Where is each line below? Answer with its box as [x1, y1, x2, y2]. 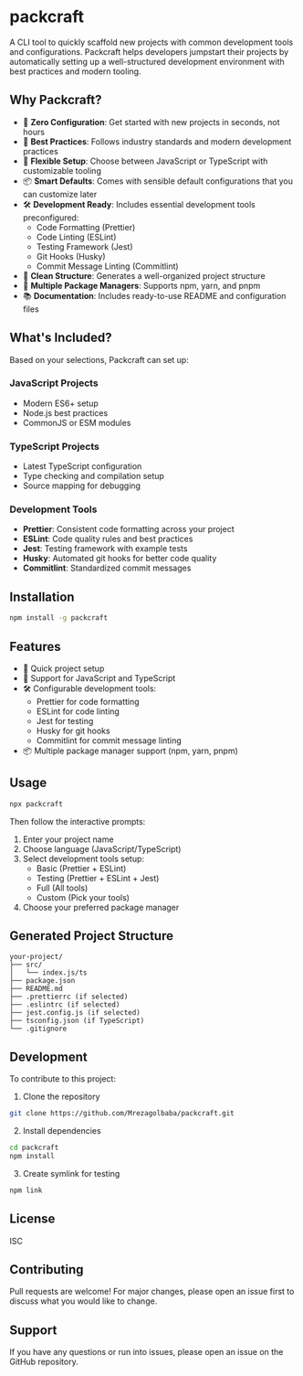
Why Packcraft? [9, 92, 102, 108]
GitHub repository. [9, 1356, 79, 1368]
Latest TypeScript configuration [22, 461, 142, 472]
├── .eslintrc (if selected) [9, 1000, 120, 1009]
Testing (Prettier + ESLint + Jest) [36, 872, 160, 883]
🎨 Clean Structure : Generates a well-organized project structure [22, 270, 266, 281]
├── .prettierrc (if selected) [9, 992, 129, 1002]
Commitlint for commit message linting [36, 734, 183, 746]
